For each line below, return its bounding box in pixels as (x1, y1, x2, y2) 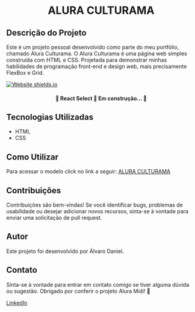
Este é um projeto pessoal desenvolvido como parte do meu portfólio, (6, 43, 179, 51)
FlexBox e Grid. (6, 69, 44, 76)
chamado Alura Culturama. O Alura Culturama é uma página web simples (6, 50, 188, 57)
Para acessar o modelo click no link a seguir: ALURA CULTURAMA (6, 168, 170, 175)
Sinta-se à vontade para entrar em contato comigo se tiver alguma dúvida (6, 281, 190, 288)
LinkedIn (6, 299, 28, 306)
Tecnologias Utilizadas (6, 112, 94, 122)
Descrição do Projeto (6, 28, 87, 38)
